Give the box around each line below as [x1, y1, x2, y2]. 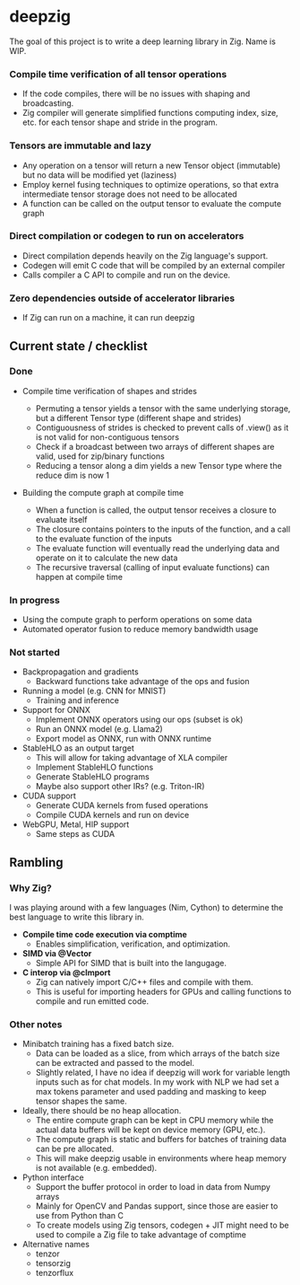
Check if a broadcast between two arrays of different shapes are [35, 441, 275, 452]
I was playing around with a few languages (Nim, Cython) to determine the [9, 902, 284, 913]
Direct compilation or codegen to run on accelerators [9, 230, 244, 242]
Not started [9, 647, 60, 659]
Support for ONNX [21, 705, 91, 716]
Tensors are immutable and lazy [9, 139, 152, 152]
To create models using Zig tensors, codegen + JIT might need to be [35, 1219, 289, 1231]
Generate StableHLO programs [35, 771, 150, 782]
